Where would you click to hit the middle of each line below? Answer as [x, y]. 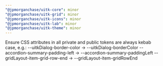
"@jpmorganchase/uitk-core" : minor [42, 10]
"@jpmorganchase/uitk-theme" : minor [43, 28]
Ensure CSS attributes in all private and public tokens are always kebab [78, 42]
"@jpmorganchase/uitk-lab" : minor [41, 24]
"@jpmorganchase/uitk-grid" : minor [42, 14]
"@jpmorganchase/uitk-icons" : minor [43, 19]
